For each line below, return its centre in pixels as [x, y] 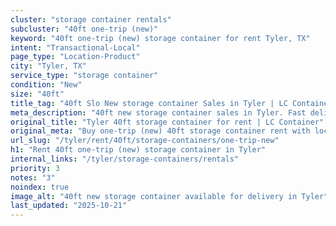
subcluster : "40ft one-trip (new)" [84, 29]
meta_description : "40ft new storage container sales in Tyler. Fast [158, 112]
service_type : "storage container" [84, 76]
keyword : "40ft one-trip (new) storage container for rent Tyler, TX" [160, 38]
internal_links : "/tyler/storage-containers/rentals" [125, 159]
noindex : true [40, 187]
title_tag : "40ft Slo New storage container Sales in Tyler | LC [149, 103]
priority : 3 [35, 168]
